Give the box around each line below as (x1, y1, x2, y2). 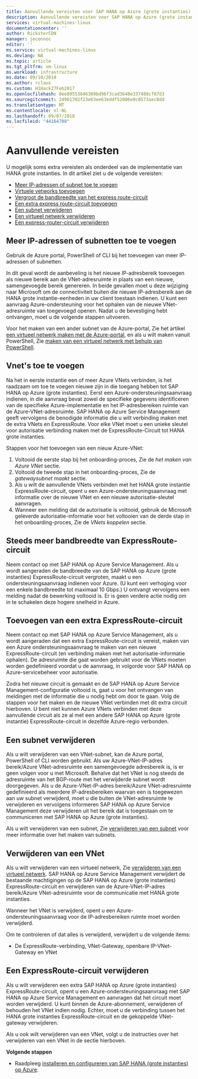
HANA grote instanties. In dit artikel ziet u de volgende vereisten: (6, 170, 163, 177)
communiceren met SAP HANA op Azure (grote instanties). (6, 814, 149, 821)
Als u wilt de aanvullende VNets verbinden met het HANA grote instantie (14, 481, 190, 488)
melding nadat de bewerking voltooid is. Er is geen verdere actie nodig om (6, 592, 187, 599)
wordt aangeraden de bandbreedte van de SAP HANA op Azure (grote (6, 567, 177, 574)
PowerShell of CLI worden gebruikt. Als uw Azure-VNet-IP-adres (6, 757, 163, 764)
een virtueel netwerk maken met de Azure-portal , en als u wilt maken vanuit (6, 331, 190, 338)
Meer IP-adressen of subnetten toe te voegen (6, 236, 177, 246)
